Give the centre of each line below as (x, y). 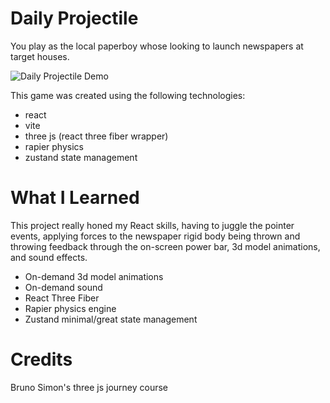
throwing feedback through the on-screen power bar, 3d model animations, (165, 246)
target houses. (40, 56)
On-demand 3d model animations (94, 276)
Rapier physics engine (70, 308)
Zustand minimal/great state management (111, 319)
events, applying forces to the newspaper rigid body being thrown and (155, 236)
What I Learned (75, 198)
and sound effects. (49, 257)
